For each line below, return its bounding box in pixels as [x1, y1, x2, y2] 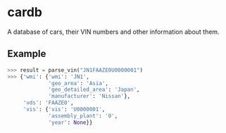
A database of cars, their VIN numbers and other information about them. [7, 27, 220, 36]
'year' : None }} [48, 119, 93, 126]
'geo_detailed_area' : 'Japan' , [48, 86, 140, 94]
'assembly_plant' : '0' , [48, 112, 118, 120]
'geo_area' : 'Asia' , [48, 80, 109, 87]
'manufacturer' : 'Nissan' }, [48, 93, 131, 100]
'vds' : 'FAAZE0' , [23, 99, 74, 106]
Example [7, 48, 46, 60]
